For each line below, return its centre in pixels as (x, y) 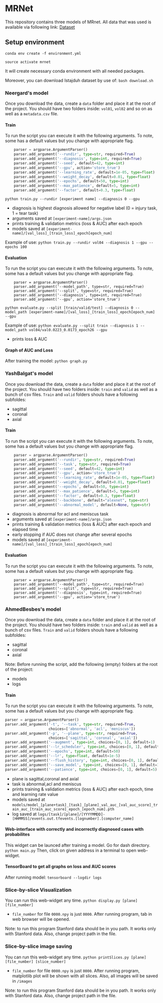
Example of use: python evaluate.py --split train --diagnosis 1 (72, 325)
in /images (22, 981)
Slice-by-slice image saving (39, 946)
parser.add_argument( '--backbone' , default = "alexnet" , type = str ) (81, 500)
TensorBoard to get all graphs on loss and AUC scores (61, 867)
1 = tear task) (25, 213)
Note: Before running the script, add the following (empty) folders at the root (81, 664)
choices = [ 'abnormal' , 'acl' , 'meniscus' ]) (92, 729)
